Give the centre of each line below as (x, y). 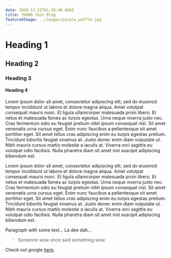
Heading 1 (27, 45)
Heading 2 (22, 64)
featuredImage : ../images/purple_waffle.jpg (53, 19)
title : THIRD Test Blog (31, 15)
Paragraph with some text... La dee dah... (48, 230)
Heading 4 (17, 90)
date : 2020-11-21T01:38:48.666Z (40, 10)
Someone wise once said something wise (62, 240)
